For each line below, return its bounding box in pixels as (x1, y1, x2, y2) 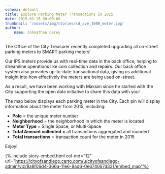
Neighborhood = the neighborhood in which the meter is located (12, 118, 144, 124)
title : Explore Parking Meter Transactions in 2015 (5, 12, 113, 17)
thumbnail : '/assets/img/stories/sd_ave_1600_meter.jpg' (5, 21, 125, 26)
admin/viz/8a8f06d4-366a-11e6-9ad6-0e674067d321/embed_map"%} (5, 163, 149, 169)
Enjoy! (5, 144, 18, 149)
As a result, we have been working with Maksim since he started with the (5, 84, 154, 89)
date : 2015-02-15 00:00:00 (5, 16, 61, 21)
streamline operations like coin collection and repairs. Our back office (5, 63, 146, 69)
